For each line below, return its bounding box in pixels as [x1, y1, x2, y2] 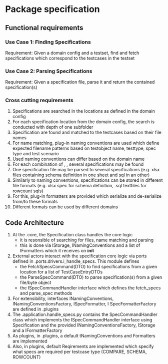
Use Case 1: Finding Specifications [5, 39, 91, 46]
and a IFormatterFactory [12, 327, 62, 333]
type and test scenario [12, 151, 59, 157]
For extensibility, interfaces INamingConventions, [12, 295, 114, 301]
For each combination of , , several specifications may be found [12, 161, 144, 167]
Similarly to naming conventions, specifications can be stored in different [12, 177, 163, 183]
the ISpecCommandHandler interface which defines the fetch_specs [19, 285, 161, 291]
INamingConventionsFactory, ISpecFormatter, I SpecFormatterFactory [12, 301, 156, 307]
